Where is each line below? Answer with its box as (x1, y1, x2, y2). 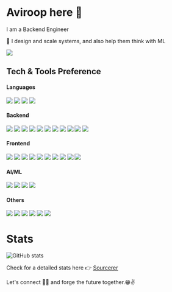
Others (6, 196, 24, 203)
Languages (6, 83, 35, 91)
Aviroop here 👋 (6, 5, 83, 19)
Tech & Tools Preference (6, 66, 101, 77)
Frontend (6, 140, 30, 147)
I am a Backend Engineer (6, 26, 69, 33)
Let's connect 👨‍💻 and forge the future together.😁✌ (6, 279, 135, 286)
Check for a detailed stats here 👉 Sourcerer (6, 264, 118, 271)
